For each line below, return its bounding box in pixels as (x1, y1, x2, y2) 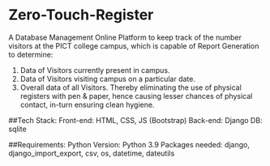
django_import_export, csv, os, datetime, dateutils (8, 148, 175, 158)
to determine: (8, 49, 54, 59)
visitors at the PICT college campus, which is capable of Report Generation (8, 40, 259, 50)
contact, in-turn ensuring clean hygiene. (19, 100, 155, 109)
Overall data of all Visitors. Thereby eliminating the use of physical (19, 83, 242, 92)
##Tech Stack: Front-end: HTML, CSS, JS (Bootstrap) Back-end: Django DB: (8, 115, 263, 125)
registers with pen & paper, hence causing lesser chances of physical (19, 91, 253, 100)
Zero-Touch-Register (8, 6, 154, 24)
